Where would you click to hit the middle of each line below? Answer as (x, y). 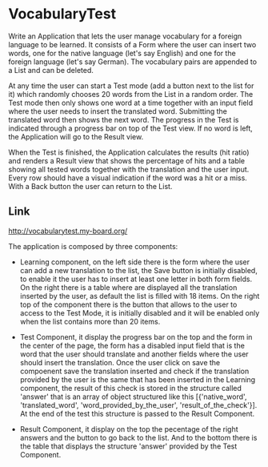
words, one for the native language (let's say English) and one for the (122, 53)
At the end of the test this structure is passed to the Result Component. (137, 413)
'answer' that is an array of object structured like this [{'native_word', (133, 397)
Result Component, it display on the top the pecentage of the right (129, 429)
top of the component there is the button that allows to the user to (128, 304)
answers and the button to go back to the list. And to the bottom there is (138, 437)
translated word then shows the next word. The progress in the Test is (124, 119)
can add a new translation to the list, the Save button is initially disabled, (138, 270)
